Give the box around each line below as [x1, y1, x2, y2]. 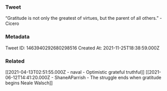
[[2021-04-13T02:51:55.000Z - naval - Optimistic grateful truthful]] [5, 69, 145, 75]
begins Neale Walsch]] [5, 80, 53, 86]
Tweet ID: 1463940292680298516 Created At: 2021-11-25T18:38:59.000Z [5, 45, 160, 51]
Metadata [5, 33, 30, 40]
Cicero [5, 20, 19, 26]
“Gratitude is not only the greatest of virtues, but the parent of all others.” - [5, 15, 162, 21]
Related [5, 57, 25, 65]
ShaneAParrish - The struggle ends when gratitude [54, 74, 161, 80]
